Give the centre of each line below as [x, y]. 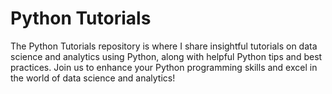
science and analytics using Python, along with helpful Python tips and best [166, 56]
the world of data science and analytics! [93, 78]
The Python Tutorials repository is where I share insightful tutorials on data [164, 46]
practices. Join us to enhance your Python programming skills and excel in [164, 67]
